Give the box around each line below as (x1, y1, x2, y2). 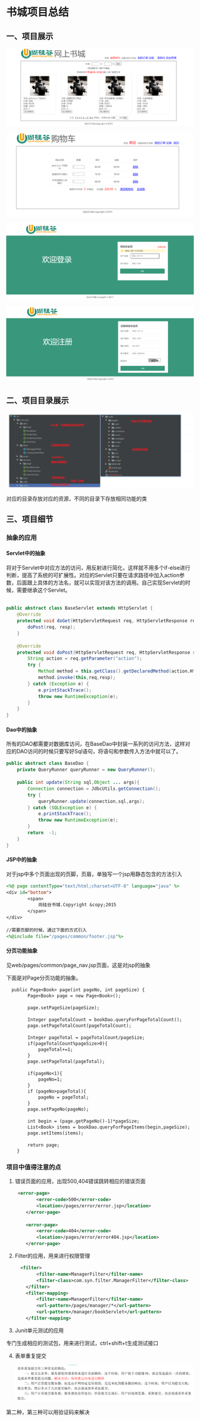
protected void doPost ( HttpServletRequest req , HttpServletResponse (17, 649, 190, 656)
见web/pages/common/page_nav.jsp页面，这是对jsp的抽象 (6, 961, 151, 968)
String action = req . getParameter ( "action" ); (27, 656, 143, 662)
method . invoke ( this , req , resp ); (37, 675, 116, 681)
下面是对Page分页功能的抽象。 (6, 974, 82, 981)
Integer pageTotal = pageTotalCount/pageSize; (27, 1034, 145, 1041)
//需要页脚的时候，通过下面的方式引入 (6, 927, 87, 933)
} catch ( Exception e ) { (27, 681, 89, 687)
